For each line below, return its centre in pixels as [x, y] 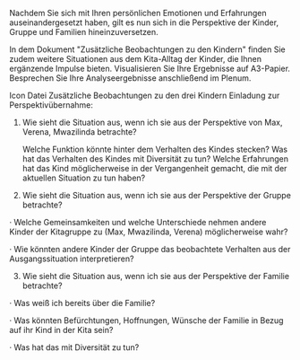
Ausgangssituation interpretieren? [72, 259]
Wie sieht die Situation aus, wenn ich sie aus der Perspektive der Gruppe [156, 195]
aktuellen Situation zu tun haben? [84, 178]
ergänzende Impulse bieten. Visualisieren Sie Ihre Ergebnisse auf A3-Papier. [150, 68]
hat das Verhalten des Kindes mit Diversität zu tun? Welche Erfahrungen [155, 159]
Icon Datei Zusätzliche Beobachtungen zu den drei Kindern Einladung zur [145, 95]
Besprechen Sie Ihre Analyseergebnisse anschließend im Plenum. [130, 78]
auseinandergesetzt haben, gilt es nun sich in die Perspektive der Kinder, [144, 22]
